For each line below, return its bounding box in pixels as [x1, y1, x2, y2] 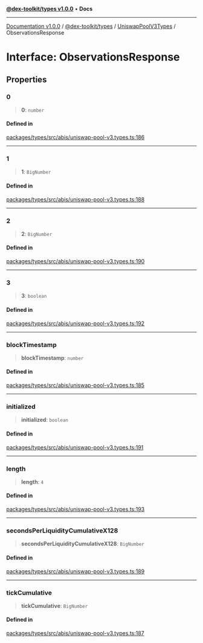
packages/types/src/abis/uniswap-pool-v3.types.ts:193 [6, 506, 145, 513]
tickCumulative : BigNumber [21, 602, 88, 609]
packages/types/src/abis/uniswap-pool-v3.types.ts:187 [6, 630, 145, 637]
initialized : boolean [21, 416, 68, 423]
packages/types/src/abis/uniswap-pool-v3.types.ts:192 [6, 320, 145, 327]
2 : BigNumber [21, 230, 53, 237]
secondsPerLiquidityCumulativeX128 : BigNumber [21, 540, 145, 548]
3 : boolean [21, 292, 47, 300]
